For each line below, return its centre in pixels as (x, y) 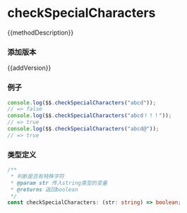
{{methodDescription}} (41, 32)
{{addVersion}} (29, 68)
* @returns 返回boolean (44, 189)
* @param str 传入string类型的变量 (59, 183)
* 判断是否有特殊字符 (37, 176)
